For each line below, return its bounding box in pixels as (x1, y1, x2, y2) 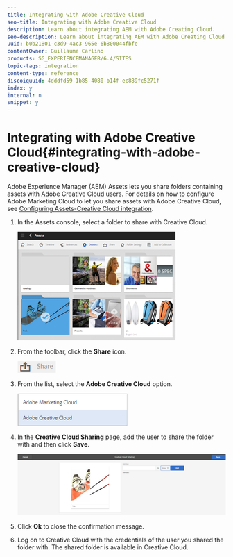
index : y (7, 84, 33, 92)
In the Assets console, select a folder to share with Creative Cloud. (17, 218, 208, 226)
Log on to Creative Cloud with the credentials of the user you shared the (17, 535, 224, 544)
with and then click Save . (17, 440, 90, 449)
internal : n (7, 92, 42, 99)
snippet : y (7, 99, 39, 106)
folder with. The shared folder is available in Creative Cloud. (17, 542, 189, 551)
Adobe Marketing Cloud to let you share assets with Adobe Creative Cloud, (7, 197, 222, 206)
